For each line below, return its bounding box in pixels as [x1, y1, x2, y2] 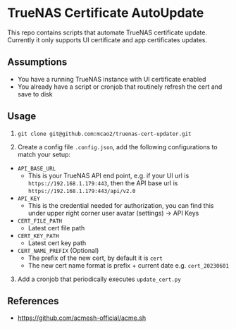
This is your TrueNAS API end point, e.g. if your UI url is [27, 171, 190, 180]
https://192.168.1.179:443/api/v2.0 [27, 187, 136, 194]
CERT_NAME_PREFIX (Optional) [17, 246, 99, 254]
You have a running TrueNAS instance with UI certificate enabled [17, 75, 206, 83]
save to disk [17, 89, 53, 98]
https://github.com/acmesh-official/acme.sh [17, 314, 147, 322]
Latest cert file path [27, 223, 85, 232]
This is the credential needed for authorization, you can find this [27, 201, 214, 209]
